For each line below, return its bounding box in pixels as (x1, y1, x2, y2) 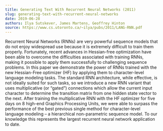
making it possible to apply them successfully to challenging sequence (5, 59, 147, 65)
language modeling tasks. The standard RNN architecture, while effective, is (5, 75, 158, 81)
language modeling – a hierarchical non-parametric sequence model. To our (5, 111, 158, 117)
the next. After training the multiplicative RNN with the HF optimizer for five (5, 95, 155, 101)
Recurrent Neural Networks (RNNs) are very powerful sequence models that (5, 38, 158, 44)
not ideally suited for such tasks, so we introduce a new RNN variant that (5, 80, 151, 86)
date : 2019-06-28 (5, 16, 40, 21)
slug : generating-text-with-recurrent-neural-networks (5, 12, 119, 17)
